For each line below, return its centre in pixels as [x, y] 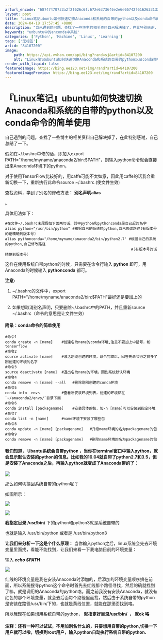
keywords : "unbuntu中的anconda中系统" [42, 32]
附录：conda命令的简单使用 [33, 325]
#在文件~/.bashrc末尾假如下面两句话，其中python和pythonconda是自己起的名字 [76, 223]
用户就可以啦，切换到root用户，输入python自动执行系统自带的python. [76, 632]
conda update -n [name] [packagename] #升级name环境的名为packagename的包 [81, 429]
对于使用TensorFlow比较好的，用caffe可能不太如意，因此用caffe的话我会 [78, 176]
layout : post [18, 14]
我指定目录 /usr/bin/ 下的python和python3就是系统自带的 [62, 523]
